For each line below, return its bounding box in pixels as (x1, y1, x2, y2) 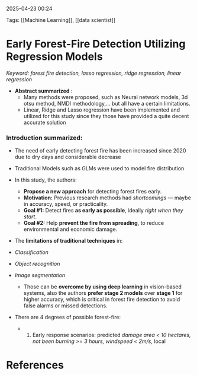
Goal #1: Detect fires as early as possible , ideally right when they (23, 207, 183, 214)
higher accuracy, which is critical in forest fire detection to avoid (23, 296, 180, 303)
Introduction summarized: (6, 134, 83, 142)
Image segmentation (14, 272, 66, 279)
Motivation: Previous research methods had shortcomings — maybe (23, 194, 191, 201)
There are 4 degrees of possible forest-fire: (14, 314, 121, 321)
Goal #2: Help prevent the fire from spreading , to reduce (23, 220, 164, 227)
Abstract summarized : (14, 87, 73, 94)
